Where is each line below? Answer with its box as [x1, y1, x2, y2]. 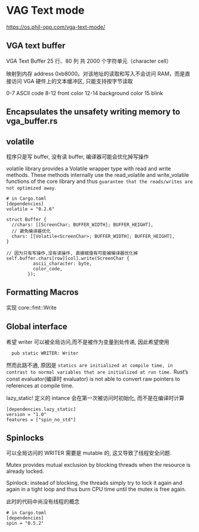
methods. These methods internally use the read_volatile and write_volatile [6, 171, 189, 178]
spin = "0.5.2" [6, 521, 44, 527]
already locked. [6, 467, 44, 475]
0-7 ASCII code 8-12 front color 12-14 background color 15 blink [6, 89, 163, 96]
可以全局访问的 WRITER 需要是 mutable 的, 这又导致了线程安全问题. [6, 450, 172, 457]
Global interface [6, 322, 68, 332]
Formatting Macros [6, 288, 79, 298]
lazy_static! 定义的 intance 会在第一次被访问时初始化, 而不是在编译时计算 [6, 394, 185, 401]
